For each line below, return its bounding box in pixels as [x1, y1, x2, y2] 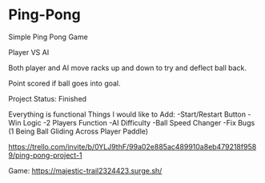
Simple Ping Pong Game [8, 32, 88, 42]
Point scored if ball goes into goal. [8, 78, 122, 88]
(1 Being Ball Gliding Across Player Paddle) [8, 126, 149, 136]
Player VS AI [8, 47, 50, 57]
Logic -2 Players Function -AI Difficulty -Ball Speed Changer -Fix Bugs [22, 117, 255, 127]
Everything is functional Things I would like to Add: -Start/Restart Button [8, 109, 247, 119]
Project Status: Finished [8, 93, 86, 103]
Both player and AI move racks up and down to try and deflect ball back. [8, 62, 247, 73]
